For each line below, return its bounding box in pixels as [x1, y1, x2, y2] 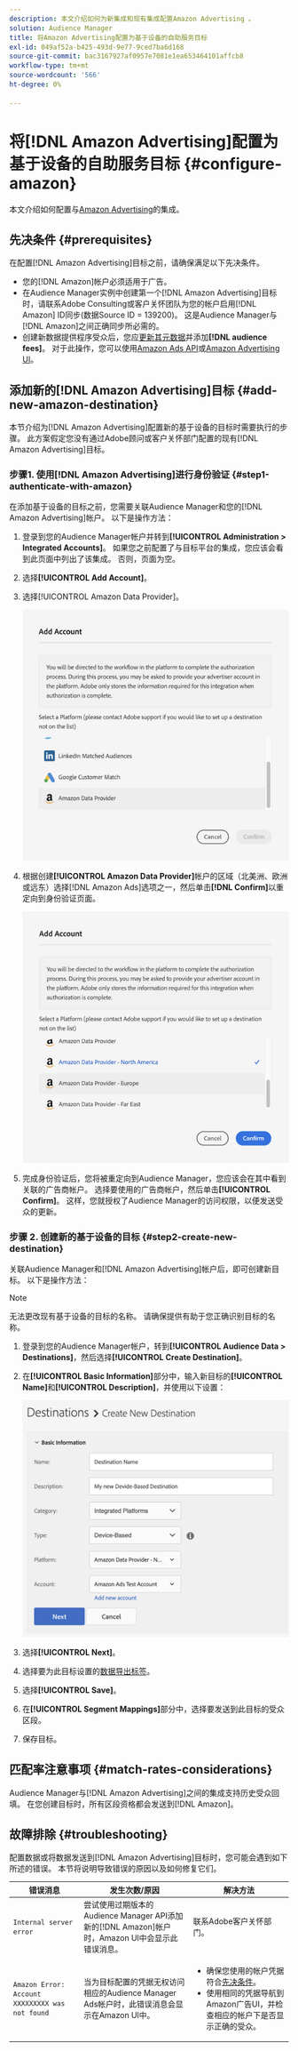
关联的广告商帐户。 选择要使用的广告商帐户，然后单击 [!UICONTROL [21, 1184, 271, 1195]
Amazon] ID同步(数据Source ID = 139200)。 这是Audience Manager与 [21, 309, 278, 320]
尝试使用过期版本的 [83, 1899, 154, 1911]
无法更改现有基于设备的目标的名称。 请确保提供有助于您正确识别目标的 [9, 1311, 268, 1322]
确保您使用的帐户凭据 [206, 1966, 285, 1976]
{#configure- [183, 154, 282, 173]
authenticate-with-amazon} [9, 480, 133, 493]
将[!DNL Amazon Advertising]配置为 [9, 132, 279, 151]
